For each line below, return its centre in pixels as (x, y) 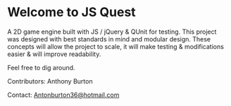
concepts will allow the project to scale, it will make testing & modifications (115, 46)
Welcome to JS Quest (71, 12)
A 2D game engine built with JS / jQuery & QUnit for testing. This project (112, 32)
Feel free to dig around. (41, 67)
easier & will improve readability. (54, 54)
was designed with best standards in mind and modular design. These (109, 39)
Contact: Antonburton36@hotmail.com (63, 95)
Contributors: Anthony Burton (50, 81)
